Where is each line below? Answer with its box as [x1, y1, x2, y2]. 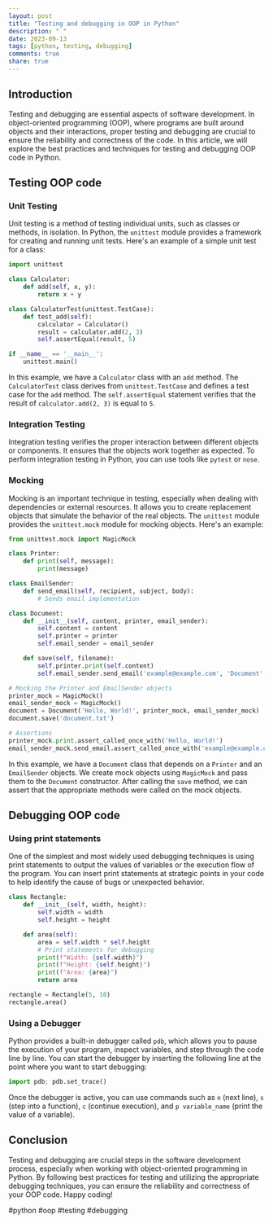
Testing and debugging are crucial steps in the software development [8, 1155, 241, 1164]
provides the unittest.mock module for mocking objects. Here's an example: [8, 519, 264, 529]
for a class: [8, 245, 46, 255]
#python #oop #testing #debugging [8, 1205, 128, 1215]
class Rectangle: [8, 893, 67, 901]
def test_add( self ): [23, 313, 93, 321]
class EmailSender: [8, 580, 75, 588]
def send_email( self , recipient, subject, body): [23, 587, 195, 595]
